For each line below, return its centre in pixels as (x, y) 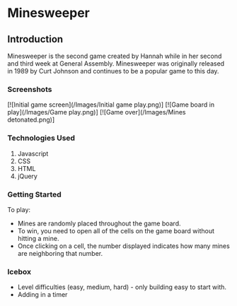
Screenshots (30, 89)
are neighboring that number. (60, 253)
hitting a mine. (38, 238)
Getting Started (34, 194)
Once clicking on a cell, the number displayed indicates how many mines (123, 246)
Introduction (35, 39)
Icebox (19, 271)
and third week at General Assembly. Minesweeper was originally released (116, 64)
